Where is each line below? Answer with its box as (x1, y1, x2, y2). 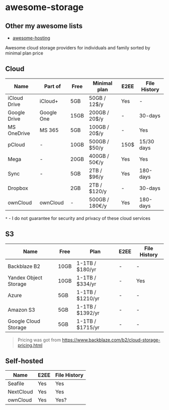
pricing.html (17, 342, 43, 348)
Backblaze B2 (8, 263, 41, 270)
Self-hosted (5, 357, 44, 366)
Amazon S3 (8, 306, 35, 313)
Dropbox (8, 185, 29, 192)
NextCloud (8, 388, 33, 395)
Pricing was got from (17, 337, 61, 343)
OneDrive (8, 130, 30, 137)
